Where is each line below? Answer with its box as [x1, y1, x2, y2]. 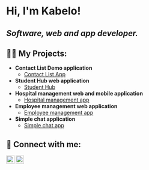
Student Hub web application [14, 77, 90, 85]
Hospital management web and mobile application [14, 90, 143, 97]
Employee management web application [14, 103, 118, 110]
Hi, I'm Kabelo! [6, 4, 81, 18]
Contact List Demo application [14, 64, 93, 71]
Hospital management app [23, 96, 90, 103]
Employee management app [23, 109, 94, 117]
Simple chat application [14, 115, 76, 123]
